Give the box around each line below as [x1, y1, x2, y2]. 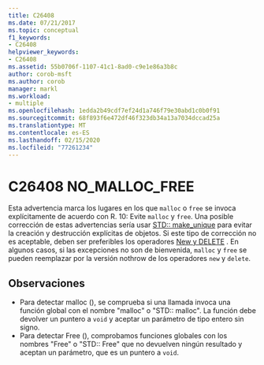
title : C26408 [8, 11, 55, 20]
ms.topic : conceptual [8, 26, 80, 34]
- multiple [8, 99, 44, 107]
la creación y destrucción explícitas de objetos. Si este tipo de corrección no [8, 229, 257, 238]
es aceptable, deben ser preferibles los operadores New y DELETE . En [8, 237, 239, 247]
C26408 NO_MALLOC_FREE [8, 177, 195, 196]
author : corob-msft [8, 70, 73, 78]
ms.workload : [8, 92, 51, 100]
